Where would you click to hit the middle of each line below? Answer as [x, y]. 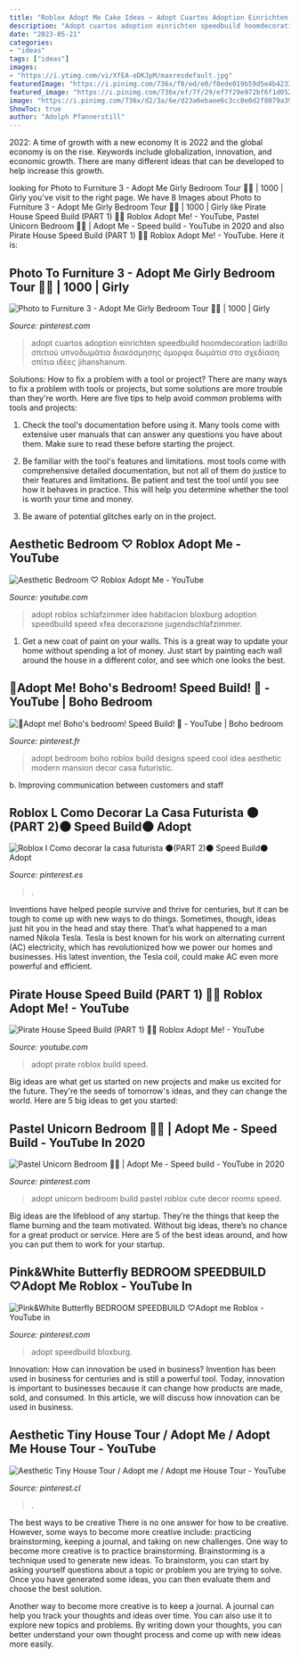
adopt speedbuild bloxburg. [81, 1351]
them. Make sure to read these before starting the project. [129, 443]
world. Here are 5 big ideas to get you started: [93, 1101]
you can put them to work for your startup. [87, 1244]
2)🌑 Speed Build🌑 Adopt [120, 826]
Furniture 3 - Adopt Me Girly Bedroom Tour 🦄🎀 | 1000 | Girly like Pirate [138, 207]
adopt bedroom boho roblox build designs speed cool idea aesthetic [156, 758]
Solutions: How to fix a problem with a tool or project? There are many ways [148, 379]
